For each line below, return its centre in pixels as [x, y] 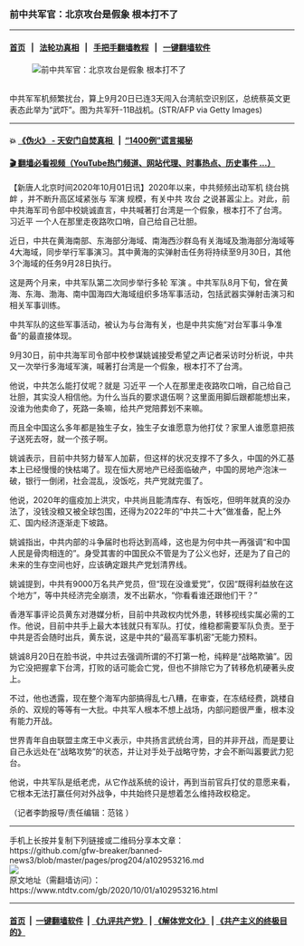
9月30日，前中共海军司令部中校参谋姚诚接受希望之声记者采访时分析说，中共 [152, 355]
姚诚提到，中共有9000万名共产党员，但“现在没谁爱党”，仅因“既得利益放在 [147, 584]
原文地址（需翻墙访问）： [55, 880]
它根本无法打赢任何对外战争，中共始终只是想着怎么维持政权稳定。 [132, 794]
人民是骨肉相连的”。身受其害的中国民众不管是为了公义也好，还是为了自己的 [150, 554]
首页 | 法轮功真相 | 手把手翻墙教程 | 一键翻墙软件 [110, 47]
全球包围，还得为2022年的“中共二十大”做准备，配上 [177, 512]
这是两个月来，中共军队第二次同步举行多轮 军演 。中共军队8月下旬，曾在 [145, 283]
